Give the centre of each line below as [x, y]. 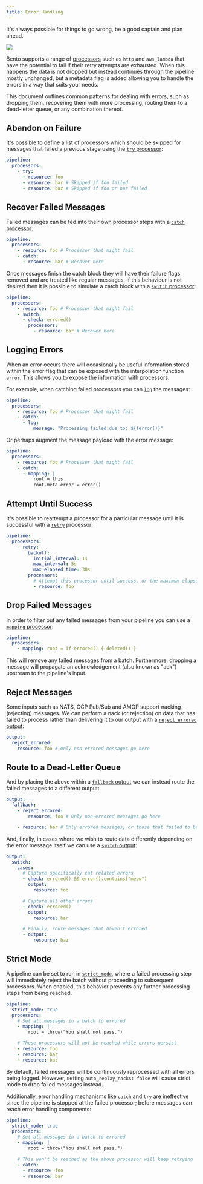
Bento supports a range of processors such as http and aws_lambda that [95, 59]
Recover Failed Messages [56, 207]
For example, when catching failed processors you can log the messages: [98, 389]
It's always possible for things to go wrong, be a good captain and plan [95, 29]
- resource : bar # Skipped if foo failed [75, 182]
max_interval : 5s [55, 564]
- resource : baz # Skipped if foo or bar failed [85, 188]
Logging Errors [35, 350]
